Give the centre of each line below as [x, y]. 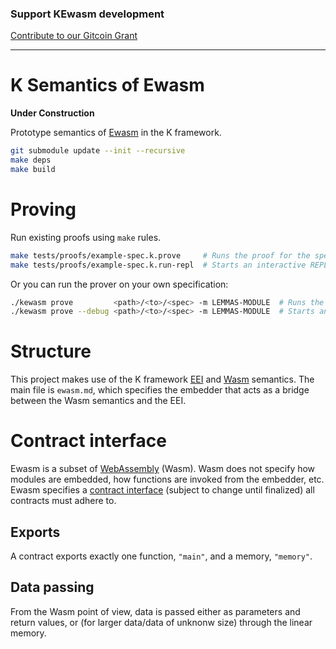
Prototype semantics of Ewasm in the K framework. [116, 133]
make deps [31, 160]
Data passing [52, 587]
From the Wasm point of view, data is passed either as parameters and [155, 611]
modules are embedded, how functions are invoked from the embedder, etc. [167, 479]
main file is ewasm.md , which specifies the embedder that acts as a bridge [160, 390]
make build [33, 169]
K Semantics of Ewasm [107, 85]
